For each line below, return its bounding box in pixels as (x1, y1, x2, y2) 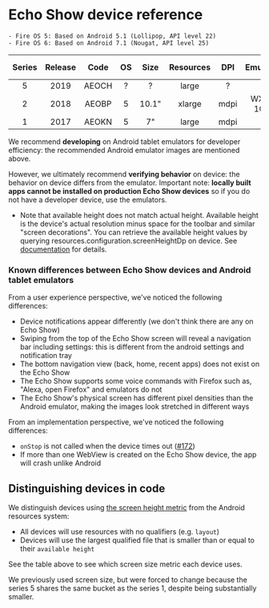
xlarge (178, 98, 202, 109)
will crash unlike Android (19, 458, 102, 468)
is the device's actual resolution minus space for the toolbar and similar (19, 219, 255, 228)
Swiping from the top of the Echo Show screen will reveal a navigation (19, 334, 251, 344)
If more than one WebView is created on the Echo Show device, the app (19, 450, 257, 460)
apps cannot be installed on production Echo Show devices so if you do (8, 186, 251, 195)
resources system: (8, 511, 70, 521)
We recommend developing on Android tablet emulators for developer (8, 136, 241, 146)
